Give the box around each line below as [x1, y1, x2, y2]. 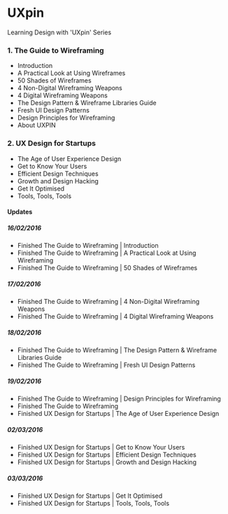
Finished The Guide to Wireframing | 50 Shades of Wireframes [17, 264, 198, 272]
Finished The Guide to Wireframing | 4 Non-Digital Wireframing [17, 298, 200, 306]
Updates [7, 208, 33, 216]
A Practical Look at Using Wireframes [17, 69, 126, 78]
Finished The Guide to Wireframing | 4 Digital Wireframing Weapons [17, 312, 214, 321]
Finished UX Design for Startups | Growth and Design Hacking [17, 457, 197, 466]
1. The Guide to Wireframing [7, 46, 104, 55]
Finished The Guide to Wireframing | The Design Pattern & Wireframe [17, 346, 218, 354]
